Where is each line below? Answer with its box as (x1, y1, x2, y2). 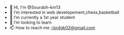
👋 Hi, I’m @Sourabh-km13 (9, 5, 61, 10)
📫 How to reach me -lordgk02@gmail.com (9, 25, 96, 30)
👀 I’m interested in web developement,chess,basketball (9, 9, 120, 15)
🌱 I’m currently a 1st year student (9, 15, 75, 20)
